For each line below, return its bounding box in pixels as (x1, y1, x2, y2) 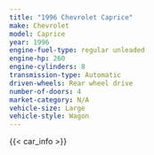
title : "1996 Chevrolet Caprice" (9, 12, 134, 22)
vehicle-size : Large (9, 104, 86, 112)
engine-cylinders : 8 (9, 63, 86, 72)
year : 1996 (9, 37, 50, 47)
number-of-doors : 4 (9, 87, 82, 96)
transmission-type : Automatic (9, 71, 122, 80)
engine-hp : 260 (9, 54, 66, 63)
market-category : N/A (9, 95, 90, 105)
